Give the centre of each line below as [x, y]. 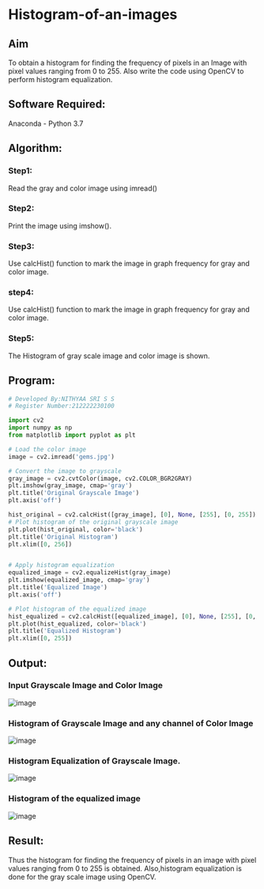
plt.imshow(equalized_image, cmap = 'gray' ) [79, 580]
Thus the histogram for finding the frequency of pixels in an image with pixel [132, 860]
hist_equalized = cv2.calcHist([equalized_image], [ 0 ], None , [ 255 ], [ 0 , [132, 616]
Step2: [21, 209]
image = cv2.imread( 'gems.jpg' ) [61, 456]
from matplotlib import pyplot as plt [72, 435]
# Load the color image [47, 449]
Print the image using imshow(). [60, 225]
